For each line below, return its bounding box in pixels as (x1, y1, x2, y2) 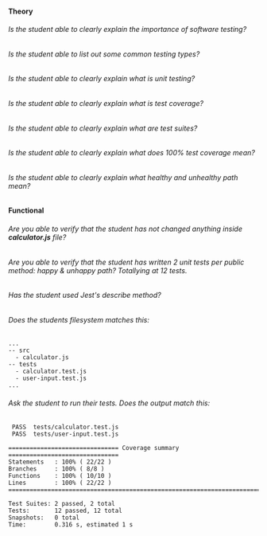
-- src (8, 346, 30, 354)
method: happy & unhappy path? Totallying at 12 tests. (8, 265, 188, 275)
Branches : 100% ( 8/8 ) (8, 464, 105, 473)
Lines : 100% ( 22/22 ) (8, 479, 112, 487)
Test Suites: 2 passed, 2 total (8, 499, 115, 507)
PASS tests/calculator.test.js (11, 423, 119, 431)
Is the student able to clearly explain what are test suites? (8, 123, 198, 133)
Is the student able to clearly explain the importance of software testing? (8, 25, 247, 34)
